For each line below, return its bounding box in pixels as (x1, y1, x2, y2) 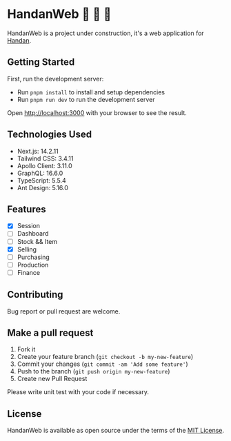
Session (17, 222, 40, 230)
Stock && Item (17, 237, 58, 245)
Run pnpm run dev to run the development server (17, 95, 155, 103)
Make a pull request (7, 327, 94, 339)
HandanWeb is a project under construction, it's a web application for (7, 29, 205, 37)
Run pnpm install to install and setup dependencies (17, 88, 165, 96)
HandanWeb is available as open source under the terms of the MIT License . (7, 427, 225, 435)
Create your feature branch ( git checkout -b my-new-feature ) (17, 353, 194, 361)
